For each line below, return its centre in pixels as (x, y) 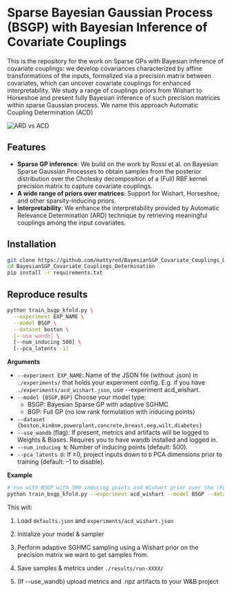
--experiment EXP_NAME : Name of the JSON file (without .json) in (107, 375)
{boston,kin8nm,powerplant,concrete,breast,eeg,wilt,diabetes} (110, 426)
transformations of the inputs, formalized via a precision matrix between (109, 75)
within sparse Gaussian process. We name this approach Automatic (103, 105)
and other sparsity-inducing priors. (66, 201)
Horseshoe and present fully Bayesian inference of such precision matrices (114, 97)
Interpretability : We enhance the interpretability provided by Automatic (118, 207)
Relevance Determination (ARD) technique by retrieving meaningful (112, 215)
